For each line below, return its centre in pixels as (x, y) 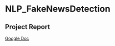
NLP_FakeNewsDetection (58, 9)
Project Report (28, 27)
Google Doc (17, 38)
